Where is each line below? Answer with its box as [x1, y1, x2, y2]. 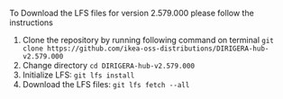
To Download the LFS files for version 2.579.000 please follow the [9, 8, 254, 18]
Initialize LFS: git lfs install [22, 69, 135, 80]
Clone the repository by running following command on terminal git [22, 35, 275, 45]
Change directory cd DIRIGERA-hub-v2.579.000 [22, 60, 196, 70]
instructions [9, 17, 54, 28]
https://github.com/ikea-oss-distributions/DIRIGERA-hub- [46, 44, 269, 53]
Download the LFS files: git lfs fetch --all [22, 79, 190, 89]
